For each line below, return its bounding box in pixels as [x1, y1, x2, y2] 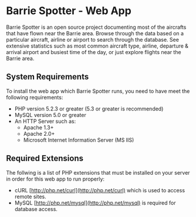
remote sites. [14, 193, 47, 200]
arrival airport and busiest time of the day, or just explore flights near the [6, 48, 181, 55]
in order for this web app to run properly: [6, 175, 104, 182]
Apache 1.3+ [23, 123, 54, 131]
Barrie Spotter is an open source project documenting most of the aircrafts [6, 24, 187, 31]
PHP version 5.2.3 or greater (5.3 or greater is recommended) [14, 105, 164, 112]
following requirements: [6, 94, 63, 101]
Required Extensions [6, 153, 84, 163]
